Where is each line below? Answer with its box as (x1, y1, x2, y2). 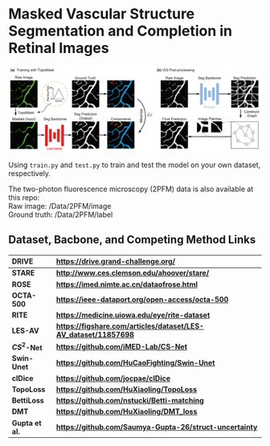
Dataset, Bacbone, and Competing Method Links (8, 233, 256, 247)
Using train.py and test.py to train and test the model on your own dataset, (8, 160, 261, 170)
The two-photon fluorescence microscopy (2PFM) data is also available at (8, 184, 254, 194)
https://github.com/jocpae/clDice (55, 373, 171, 383)
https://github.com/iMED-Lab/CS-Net (55, 342, 187, 351)
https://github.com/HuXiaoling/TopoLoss (55, 384, 198, 394)
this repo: (8, 192, 40, 202)
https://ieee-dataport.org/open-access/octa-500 (55, 295, 229, 305)
